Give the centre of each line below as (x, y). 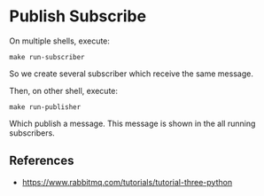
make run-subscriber (47, 57)
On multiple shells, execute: (60, 41)
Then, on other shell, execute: (63, 90)
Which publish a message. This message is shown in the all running (132, 123)
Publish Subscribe (78, 16)
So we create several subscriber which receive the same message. (132, 74)
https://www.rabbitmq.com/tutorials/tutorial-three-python (127, 182)
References (42, 161)
